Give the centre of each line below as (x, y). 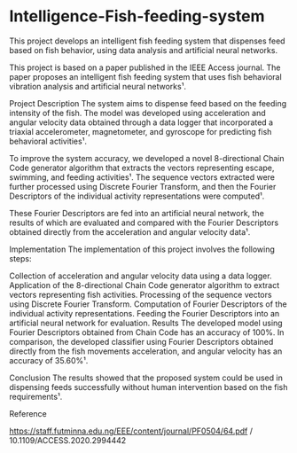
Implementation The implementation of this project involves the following (142, 249)
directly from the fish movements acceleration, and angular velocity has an (146, 351)
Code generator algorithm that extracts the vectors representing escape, (142, 168)
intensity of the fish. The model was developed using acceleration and (137, 113)
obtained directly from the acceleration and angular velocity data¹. (130, 231)
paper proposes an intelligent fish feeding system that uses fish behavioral (145, 76)
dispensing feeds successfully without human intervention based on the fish (148, 387)
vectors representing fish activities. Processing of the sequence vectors (141, 294)
